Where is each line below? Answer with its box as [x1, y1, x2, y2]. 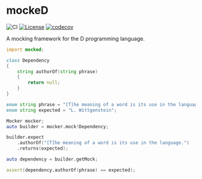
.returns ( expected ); [17, 145, 69, 151]
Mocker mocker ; [6, 118, 44, 124]
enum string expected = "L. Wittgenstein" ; [6, 107, 117, 113]
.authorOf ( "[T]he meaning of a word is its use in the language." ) [17, 140, 189, 146]
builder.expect [6, 134, 44, 141]
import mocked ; [6, 46, 44, 53]
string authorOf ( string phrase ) [17, 68, 98, 75]
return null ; [28, 80, 61, 86]
